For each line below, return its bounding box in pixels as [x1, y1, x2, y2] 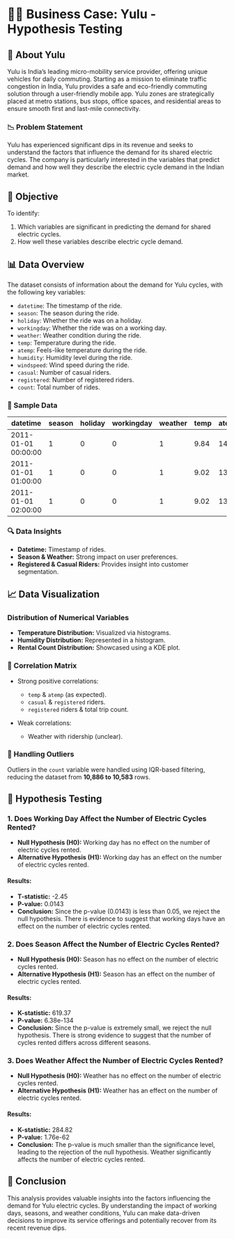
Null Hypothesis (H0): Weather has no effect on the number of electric [17, 1072, 221, 1080]
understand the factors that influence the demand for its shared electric [7, 148, 213, 156]
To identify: [7, 209, 40, 218]
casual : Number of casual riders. [17, 368, 111, 376]
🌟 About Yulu [7, 49, 65, 61]
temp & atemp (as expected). [27, 690, 107, 698]
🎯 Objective [7, 190, 58, 202]
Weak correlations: [17, 719, 72, 727]
